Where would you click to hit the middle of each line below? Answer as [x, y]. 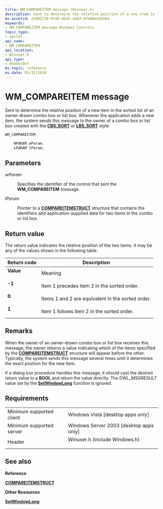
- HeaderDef [17, 64]
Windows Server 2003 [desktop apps [111, 425]
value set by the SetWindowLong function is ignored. [59, 383]
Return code [22, 263]
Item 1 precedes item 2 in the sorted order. [90, 286]
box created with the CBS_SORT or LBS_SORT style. [57, 126]
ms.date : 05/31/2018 [26, 73]
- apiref [14, 37]
